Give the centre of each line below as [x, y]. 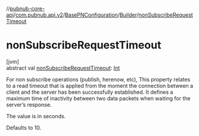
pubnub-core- [27, 9]
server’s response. [29, 105]
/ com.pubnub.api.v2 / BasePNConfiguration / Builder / [76, 15]
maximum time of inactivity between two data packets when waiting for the [98, 98]
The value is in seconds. [36, 116]
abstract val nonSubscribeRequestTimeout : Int [63, 68]
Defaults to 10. [24, 128]
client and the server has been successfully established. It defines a [90, 92]
